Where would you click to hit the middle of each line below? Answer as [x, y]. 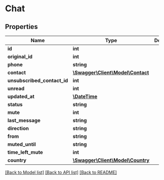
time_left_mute [25, 152]
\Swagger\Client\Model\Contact [111, 73]
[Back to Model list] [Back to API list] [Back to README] [61, 172]
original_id [20, 57]
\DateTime [85, 96]
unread [16, 89]
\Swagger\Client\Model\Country [111, 160]
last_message [24, 120]
